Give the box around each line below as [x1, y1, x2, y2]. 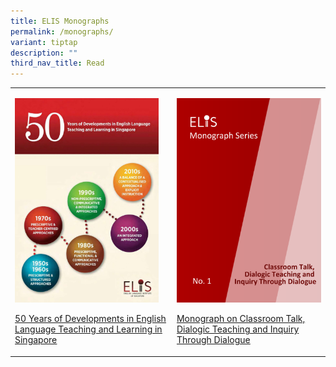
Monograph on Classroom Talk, [176, 313, 306, 325]
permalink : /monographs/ [10, 26, 114, 37]
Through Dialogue [176, 334, 251, 346]
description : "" [10, 48, 78, 58]
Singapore [14, 333, 58, 345]
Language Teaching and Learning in [14, 323, 163, 335]
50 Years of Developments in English [14, 312, 167, 324]
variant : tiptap [10, 37, 78, 47]
